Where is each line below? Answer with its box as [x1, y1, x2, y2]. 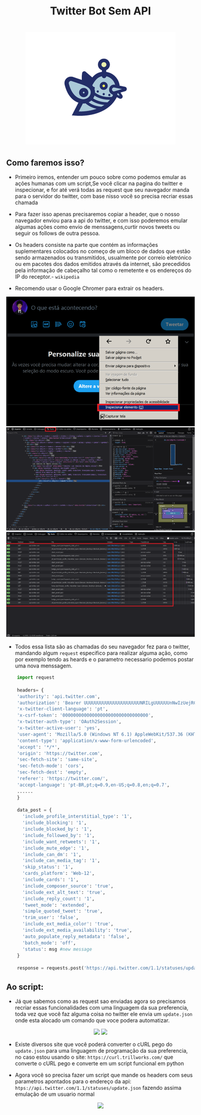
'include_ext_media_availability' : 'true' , [22, 927, 133, 933]
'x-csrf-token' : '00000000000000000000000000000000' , [17, 712, 154, 718]
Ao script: [6, 981, 44, 992]
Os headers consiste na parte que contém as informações [14, 241, 159, 249]
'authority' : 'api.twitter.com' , [17, 693, 100, 699]
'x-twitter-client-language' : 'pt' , [17, 706, 109, 712]
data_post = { [17, 807, 52, 813]
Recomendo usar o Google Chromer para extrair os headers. [14, 285, 165, 292]
